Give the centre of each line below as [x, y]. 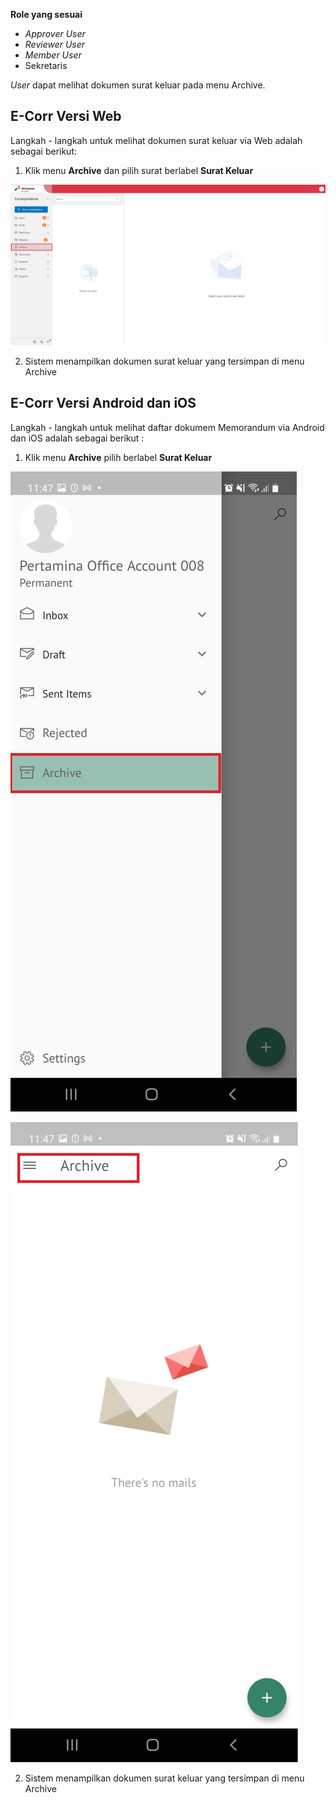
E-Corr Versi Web [66, 116]
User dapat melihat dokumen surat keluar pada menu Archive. [138, 85]
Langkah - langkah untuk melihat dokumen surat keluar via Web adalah [156, 140]
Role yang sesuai [46, 14]
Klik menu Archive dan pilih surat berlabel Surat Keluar [139, 170]
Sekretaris [46, 65]
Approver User [55, 33]
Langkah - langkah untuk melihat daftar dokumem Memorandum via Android [167, 427]
